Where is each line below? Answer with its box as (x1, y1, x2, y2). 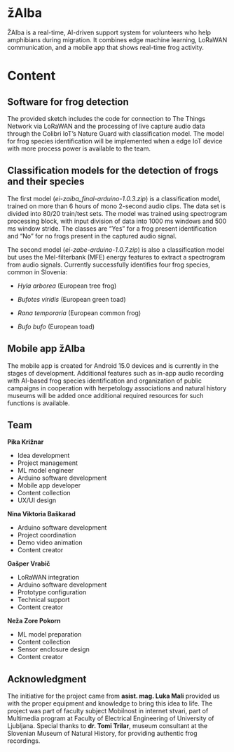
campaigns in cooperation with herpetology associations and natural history (7, 383, 227, 392)
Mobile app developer (17, 481, 81, 490)
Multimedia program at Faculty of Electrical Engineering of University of (7, 714, 214, 722)
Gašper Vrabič (7, 559, 50, 568)
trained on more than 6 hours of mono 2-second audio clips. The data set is (7, 202, 226, 210)
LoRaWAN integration (17, 573, 79, 582)
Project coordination (17, 531, 76, 540)
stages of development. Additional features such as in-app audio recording (7, 369, 224, 377)
